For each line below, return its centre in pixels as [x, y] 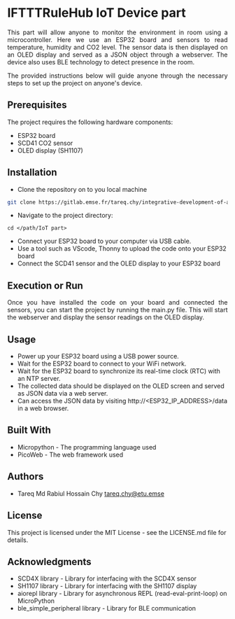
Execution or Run [45, 285]
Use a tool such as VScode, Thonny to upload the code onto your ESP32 [122, 249]
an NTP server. [39, 379]
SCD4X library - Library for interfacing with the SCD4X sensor [107, 578]
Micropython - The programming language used [87, 447]
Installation [32, 173]
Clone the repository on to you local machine [82, 189]
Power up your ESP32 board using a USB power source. [98, 356]
